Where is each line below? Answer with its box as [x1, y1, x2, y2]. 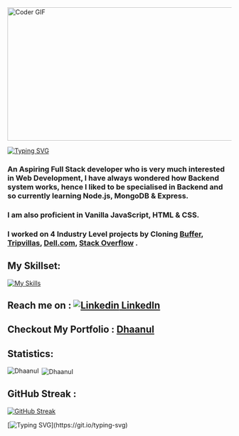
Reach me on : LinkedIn [7, 299, 161, 312]
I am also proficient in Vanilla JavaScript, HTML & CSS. [7, 210, 200, 220]
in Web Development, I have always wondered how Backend [7, 173, 219, 183]
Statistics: [7, 348, 54, 360]
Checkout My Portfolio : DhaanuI [7, 324, 155, 336]
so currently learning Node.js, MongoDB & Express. [7, 191, 189, 201]
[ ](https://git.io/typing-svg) [7, 420, 128, 429]
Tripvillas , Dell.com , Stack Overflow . [7, 238, 139, 248]
